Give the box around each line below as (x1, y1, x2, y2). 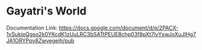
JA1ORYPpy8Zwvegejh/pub (6, 37, 75, 44)
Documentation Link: (6, 24, 58, 31)
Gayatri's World (6, 4, 87, 18)
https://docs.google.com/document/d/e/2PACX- (58, 24, 179, 31)
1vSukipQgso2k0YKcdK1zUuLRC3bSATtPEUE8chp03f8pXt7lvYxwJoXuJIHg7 (6, 30, 197, 37)
